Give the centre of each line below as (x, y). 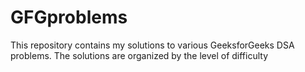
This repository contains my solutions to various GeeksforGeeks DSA (152, 45)
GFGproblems (69, 17)
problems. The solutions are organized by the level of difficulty (139, 55)
